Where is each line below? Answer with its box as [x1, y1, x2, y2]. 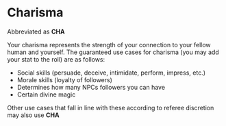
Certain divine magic [16, 90, 76, 99]
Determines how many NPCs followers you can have [16, 83, 166, 91]
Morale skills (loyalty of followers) [16, 75, 113, 84]
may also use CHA [7, 111, 60, 119]
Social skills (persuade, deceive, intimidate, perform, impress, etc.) [16, 68, 206, 77]
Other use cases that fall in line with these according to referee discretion [7, 103, 214, 112]
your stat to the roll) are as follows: [7, 55, 105, 63]
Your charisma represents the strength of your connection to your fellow [7, 40, 211, 49]
